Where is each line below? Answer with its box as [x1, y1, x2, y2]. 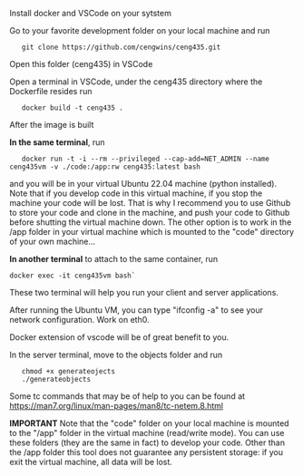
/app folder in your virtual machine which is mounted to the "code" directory [9, 227, 295, 237]
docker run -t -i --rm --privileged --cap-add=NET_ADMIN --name [21, 154, 270, 163]
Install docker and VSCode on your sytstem [9, 8, 172, 18]
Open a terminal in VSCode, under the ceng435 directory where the [9, 76, 263, 87]
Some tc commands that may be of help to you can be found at [9, 391, 246, 402]
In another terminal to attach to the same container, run [9, 254, 219, 264]
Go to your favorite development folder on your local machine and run [9, 25, 270, 35]
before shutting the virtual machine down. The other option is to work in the [9, 217, 292, 228]
